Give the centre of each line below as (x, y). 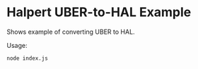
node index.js (28, 58)
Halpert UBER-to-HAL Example (99, 12)
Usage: (17, 45)
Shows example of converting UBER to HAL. (71, 32)
